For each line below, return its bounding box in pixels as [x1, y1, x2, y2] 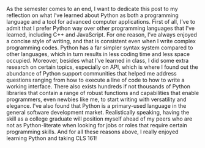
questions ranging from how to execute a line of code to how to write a [6, 76, 185, 83]
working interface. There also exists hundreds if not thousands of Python [6, 83, 191, 90]
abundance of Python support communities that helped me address [6, 70, 177, 77]
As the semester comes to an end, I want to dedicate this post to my [6, 5, 179, 12]
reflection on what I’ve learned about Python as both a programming [6, 12, 179, 19]
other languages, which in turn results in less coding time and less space [6, 51, 190, 57]
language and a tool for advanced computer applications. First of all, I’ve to [6, 18, 196, 25]
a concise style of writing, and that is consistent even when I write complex [6, 38, 196, 44]
